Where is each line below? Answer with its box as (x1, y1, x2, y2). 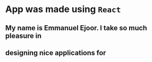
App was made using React (5, 4, 121, 15)
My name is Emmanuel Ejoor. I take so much (5, 24, 147, 32)
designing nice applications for (5, 48, 106, 57)
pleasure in (5, 31, 42, 40)
